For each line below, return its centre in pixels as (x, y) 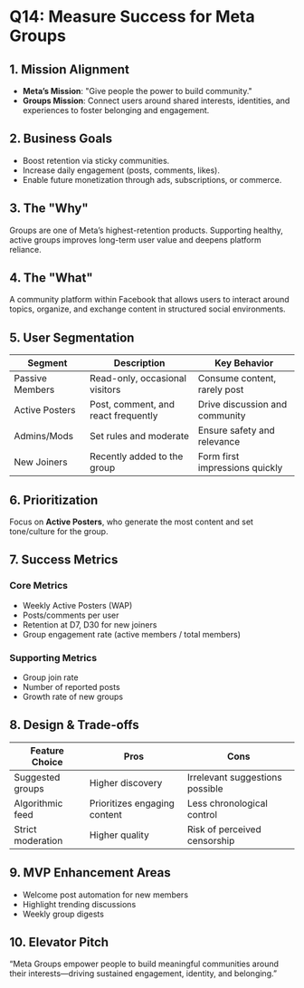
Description (139, 363)
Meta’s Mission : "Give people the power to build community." (138, 91)
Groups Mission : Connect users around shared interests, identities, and (156, 101)
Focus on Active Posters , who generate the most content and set (131, 522)
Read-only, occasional (138, 379)
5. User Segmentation (72, 337)
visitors (105, 389)
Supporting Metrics (53, 657)
